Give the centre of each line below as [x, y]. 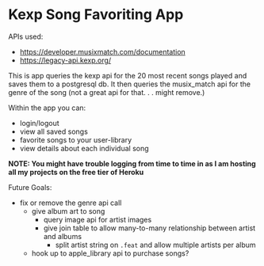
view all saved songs [54, 131]
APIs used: [26, 36]
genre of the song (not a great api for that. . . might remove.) [107, 92]
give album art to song [68, 211]
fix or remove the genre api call [71, 203]
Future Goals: [30, 187]
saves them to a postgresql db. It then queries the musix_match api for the [130, 84]
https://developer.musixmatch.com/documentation [103, 51]
